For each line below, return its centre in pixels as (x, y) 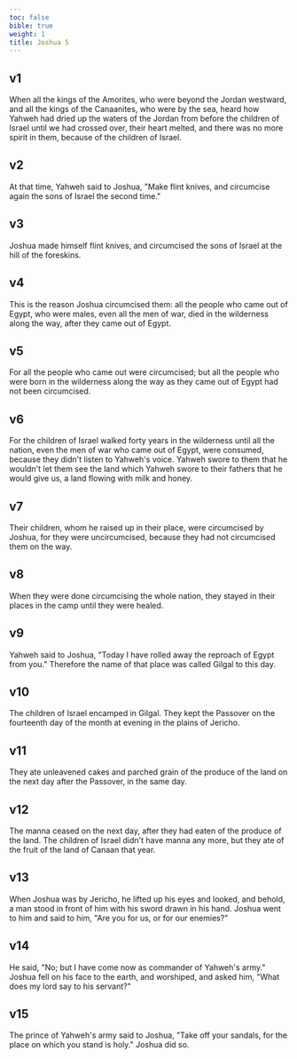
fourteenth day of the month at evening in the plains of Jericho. (125, 723)
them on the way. (41, 546)
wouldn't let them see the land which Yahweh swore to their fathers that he (146, 469)
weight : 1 (27, 34)
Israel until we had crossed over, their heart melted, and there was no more (146, 128)
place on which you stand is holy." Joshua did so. (99, 1045)
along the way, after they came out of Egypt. (90, 323)
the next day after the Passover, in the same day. (98, 782)
